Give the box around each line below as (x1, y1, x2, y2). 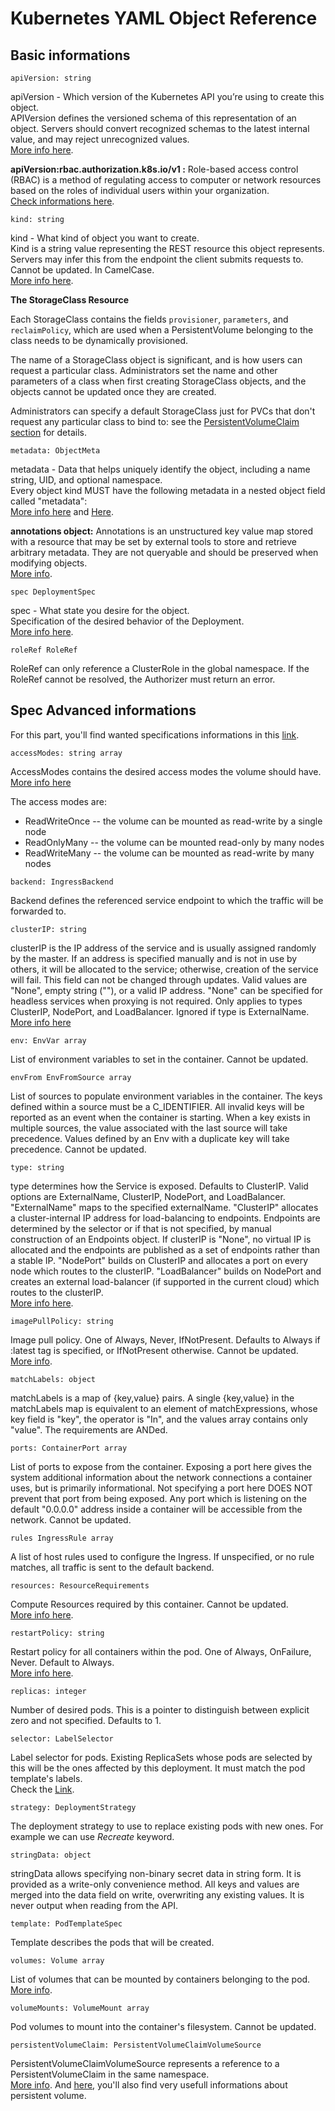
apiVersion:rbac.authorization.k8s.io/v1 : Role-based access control (10, 163, 299, 175)
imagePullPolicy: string (10, 1316, 114, 1326)
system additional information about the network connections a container (10, 1471, 313, 1483)
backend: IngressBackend (10, 877, 114, 887)
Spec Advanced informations (10, 702, 197, 719)
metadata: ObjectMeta (10, 446, 101, 456)
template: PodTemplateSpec (10, 1918, 123, 1929)
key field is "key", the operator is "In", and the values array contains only (10, 1413, 308, 1425)
